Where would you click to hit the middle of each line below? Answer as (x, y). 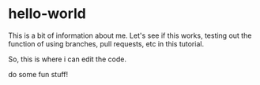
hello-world (47, 14)
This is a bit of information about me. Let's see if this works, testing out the (130, 35)
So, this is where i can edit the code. (67, 59)
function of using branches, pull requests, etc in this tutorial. (106, 43)
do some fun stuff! (38, 74)
